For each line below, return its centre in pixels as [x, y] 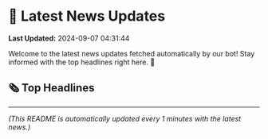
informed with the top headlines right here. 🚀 [82, 62]
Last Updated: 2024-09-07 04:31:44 [69, 38]
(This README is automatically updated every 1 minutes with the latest [125, 118]
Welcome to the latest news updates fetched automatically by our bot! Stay [132, 53]
